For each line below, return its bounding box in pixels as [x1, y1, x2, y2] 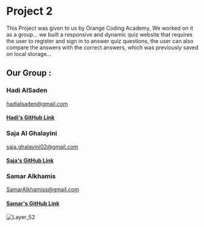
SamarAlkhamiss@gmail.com [6, 186, 79, 193]
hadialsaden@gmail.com [6, 100, 68, 107]
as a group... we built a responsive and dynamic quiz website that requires [6, 30, 193, 38]
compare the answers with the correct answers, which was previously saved [6, 44, 199, 51]
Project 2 [6, 4, 53, 18]
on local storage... [6, 50, 52, 57]
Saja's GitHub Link [6, 157, 54, 164]
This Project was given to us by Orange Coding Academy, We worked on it [6, 24, 194, 32]
